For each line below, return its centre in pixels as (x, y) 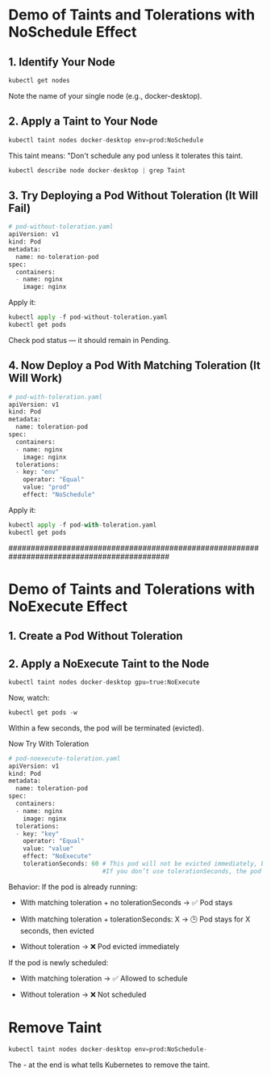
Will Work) (35, 378)
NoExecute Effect (68, 606)
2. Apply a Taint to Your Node (83, 122)
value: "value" (48, 849)
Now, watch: (29, 697)
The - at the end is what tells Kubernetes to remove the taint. (109, 1065)
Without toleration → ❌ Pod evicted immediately (100, 946)
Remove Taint (55, 1028)
